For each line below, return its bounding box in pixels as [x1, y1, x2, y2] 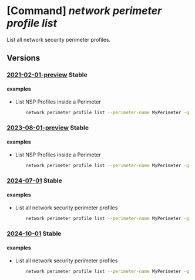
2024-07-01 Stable [6, 176, 62, 185]
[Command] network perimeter [6, 4, 162, 18]
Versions [6, 53, 41, 63]
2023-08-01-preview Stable [6, 124, 89, 132]
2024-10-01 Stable [6, 229, 62, 238]
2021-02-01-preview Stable [6, 71, 88, 79]
